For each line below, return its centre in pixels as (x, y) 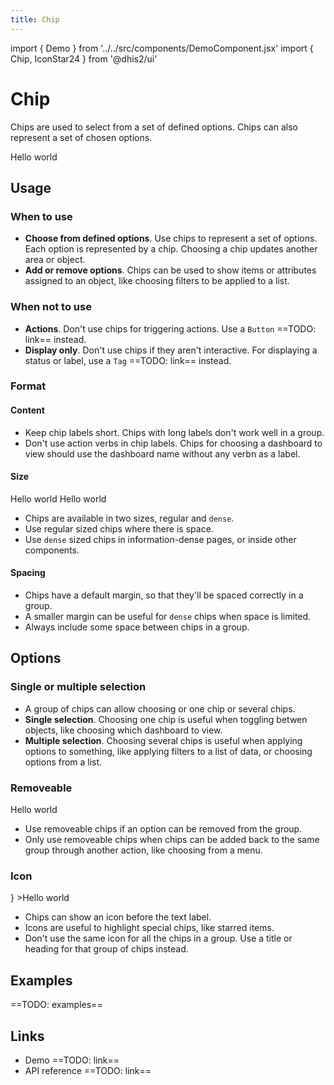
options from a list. (63, 762)
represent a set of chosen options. (81, 137)
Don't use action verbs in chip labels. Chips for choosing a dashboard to (173, 443)
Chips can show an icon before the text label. (118, 917)
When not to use (51, 307)
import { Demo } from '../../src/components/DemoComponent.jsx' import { (162, 48)
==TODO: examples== (56, 1005)
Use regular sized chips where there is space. (119, 528)
